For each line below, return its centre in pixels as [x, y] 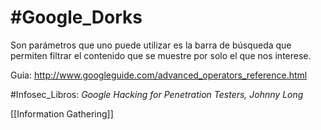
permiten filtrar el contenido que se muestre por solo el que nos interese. [161, 55]
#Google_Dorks [76, 17]
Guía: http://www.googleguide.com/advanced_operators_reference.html [159, 75]
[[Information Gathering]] [62, 113]
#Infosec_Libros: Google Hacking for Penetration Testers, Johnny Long [157, 94]
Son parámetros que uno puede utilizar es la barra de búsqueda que [151, 45]
